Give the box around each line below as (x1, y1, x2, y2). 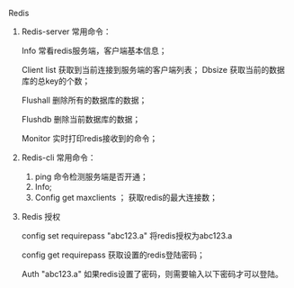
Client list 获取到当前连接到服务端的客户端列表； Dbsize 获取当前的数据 (21, 65, 285, 75)
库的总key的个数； (21, 76, 91, 86)
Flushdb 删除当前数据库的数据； (21, 114, 141, 124)
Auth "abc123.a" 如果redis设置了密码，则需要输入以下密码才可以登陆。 (21, 269, 284, 279)
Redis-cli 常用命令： (21, 152, 96, 163)
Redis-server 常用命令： (21, 26, 111, 37)
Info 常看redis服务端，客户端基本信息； (21, 45, 167, 56)
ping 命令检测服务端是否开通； (34, 171, 149, 182)
